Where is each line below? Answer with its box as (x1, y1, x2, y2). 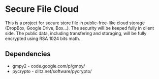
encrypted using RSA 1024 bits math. (5, 36, 80, 41)
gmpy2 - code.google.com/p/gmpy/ (12, 63, 85, 69)
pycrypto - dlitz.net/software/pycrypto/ (12, 68, 92, 74)
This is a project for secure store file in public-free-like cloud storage (5, 20, 145, 26)
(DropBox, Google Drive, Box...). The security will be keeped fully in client (5, 25, 154, 31)
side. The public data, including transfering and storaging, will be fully (5, 30, 147, 36)
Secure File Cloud (5, 3, 79, 15)
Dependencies (5, 50, 51, 58)
